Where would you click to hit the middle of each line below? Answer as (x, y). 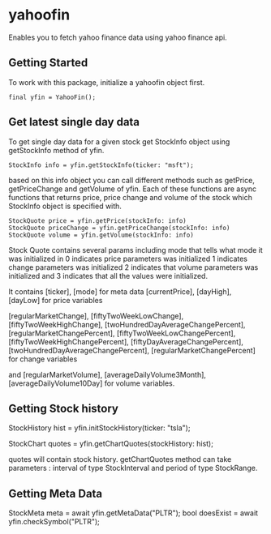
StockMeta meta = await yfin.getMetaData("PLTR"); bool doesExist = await (133, 513)
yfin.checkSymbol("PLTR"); (54, 522)
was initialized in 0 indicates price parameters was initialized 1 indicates (128, 258)
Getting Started (48, 63)
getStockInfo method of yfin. (56, 150)
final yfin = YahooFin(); (52, 97)
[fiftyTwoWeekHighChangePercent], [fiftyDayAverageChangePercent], (126, 341)
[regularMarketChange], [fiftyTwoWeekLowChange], (96, 316)
